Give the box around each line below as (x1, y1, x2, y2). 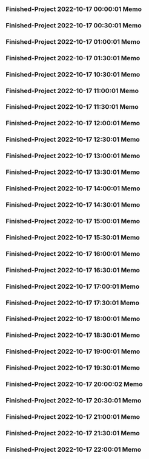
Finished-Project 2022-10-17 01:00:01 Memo (5, 37, 141, 46)
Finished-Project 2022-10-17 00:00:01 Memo (5, 5, 142, 13)
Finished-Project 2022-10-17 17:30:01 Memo (5, 299, 140, 307)
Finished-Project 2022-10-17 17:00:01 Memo (5, 282, 140, 291)
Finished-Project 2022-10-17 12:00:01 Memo (5, 119, 141, 128)
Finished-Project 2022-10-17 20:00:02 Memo (5, 380, 143, 388)
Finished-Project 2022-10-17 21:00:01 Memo (5, 412, 141, 421)
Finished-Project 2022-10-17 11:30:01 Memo (5, 103, 139, 111)
